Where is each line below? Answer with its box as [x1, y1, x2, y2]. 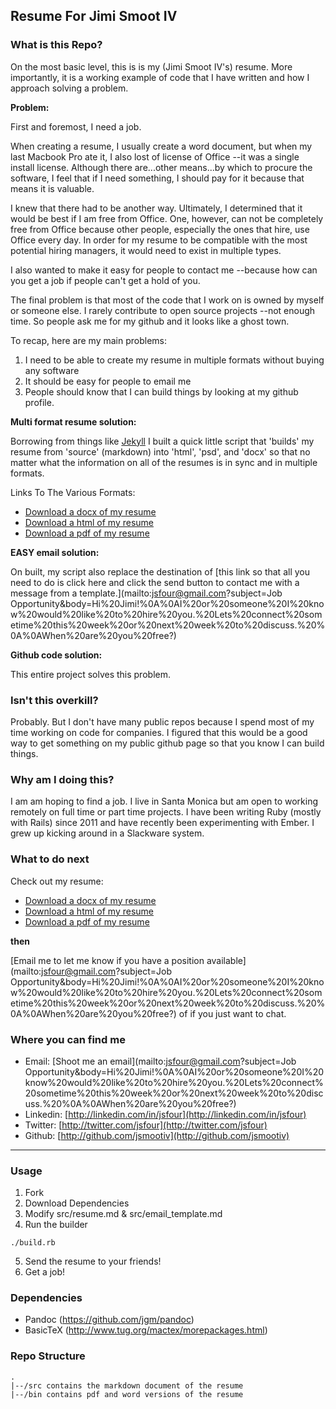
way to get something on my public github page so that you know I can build [10, 737, 325, 749]
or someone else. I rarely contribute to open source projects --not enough [10, 304, 316, 316]
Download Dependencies [24, 1197, 130, 1209]
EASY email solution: [10, 546, 100, 558]
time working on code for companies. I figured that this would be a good [10, 726, 308, 738]
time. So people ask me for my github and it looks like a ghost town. [10, 315, 290, 327]
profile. [24, 396, 55, 408]
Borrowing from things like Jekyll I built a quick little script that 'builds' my [10, 435, 315, 447]
